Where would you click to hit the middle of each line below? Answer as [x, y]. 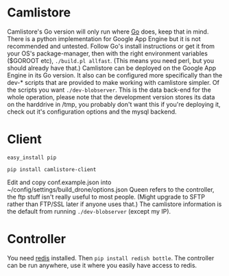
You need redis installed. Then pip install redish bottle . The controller [111, 258]
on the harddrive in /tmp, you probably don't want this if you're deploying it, [114, 104]
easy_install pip [32, 158]
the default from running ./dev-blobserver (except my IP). [89, 211]
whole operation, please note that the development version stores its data [111, 97]
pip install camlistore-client [52, 169]
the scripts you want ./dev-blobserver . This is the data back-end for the [109, 90]
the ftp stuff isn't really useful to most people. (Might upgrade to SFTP [106, 197]
